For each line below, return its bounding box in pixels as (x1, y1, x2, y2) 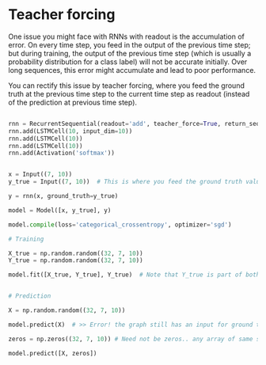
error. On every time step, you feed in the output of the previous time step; (8, 40, 251, 49)
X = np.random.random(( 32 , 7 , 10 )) (8, 306, 126, 314)
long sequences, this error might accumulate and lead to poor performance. (8, 65, 256, 74)
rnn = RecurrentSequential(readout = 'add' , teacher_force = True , (8, 120, 222, 127)
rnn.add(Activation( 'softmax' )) (8, 149, 115, 158)
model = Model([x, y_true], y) (8, 206, 112, 215)
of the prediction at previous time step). (8, 97, 137, 107)
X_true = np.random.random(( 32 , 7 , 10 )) (8, 249, 144, 257)
